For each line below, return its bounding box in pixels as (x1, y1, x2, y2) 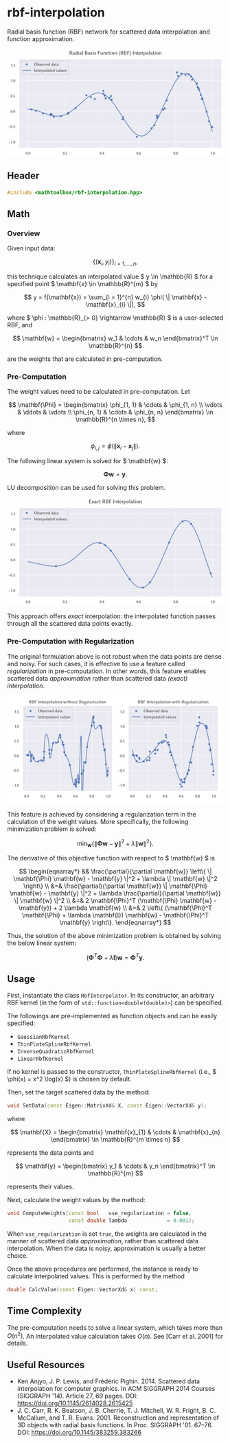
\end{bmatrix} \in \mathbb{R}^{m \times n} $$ (50, 1136, 181, 1144)
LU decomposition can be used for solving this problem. (7, 484, 166, 492)
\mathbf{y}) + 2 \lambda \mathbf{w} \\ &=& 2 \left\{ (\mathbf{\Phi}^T (18, 904, 213, 912)
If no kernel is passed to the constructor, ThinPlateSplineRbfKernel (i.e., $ (7, 1068, 217, 1076)
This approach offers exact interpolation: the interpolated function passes (7, 612, 216, 620)
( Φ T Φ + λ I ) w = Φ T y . (86, 952, 145, 961)
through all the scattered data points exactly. (7, 620, 134, 628)
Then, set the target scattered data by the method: (7, 1088, 150, 1096)
